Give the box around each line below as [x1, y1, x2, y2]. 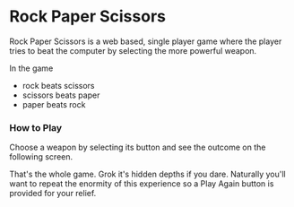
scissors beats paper [22, 90, 100, 100]
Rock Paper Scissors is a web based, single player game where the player [9, 36, 282, 47]
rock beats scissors [22, 80, 95, 91]
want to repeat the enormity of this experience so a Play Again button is [9, 178, 274, 189]
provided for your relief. [9, 188, 97, 199]
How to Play [9, 121, 63, 134]
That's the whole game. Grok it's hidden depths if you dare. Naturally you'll [9, 168, 286, 180]
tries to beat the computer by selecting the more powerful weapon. [9, 45, 257, 56]
